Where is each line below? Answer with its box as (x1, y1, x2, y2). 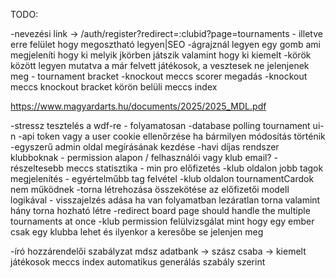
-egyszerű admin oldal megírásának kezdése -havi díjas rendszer (10, 141, 280, 153)
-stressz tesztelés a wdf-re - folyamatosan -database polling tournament (10, 120, 311, 131)
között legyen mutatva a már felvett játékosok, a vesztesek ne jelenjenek (10, 60, 310, 71)
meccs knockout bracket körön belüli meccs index (10, 81, 218, 93)
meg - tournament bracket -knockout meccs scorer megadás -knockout (10, 70, 308, 82)
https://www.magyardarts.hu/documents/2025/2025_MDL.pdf (10, 100, 267, 112)
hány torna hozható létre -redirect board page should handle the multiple (10, 205, 311, 216)
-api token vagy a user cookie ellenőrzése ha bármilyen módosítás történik (18, 130, 326, 142)
